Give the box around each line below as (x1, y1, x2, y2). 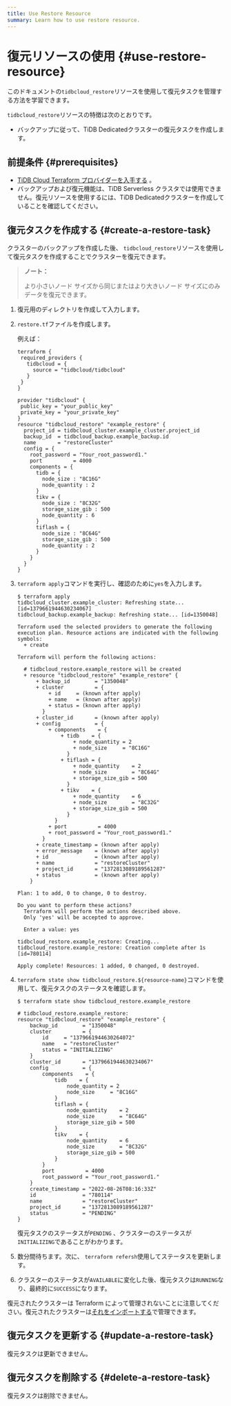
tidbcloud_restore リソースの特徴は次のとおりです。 (7, 111, 156, 119)
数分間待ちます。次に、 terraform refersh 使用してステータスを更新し (17, 1252, 216, 1261)
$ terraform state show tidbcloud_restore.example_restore (17, 998, 191, 1005)
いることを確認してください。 (17, 202, 102, 210)
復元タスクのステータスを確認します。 (41, 984, 150, 993)
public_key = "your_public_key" (20, 403, 114, 410)
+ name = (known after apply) (48, 696, 141, 703)
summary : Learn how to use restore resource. (7, 17, 140, 24)
